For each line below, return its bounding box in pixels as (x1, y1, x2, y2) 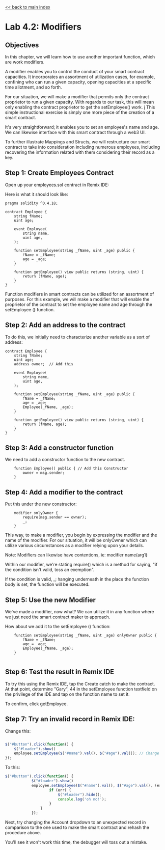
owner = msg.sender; (23, 470, 65, 475)
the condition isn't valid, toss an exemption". (5, 567, 95, 573)
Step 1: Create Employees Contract (5, 169, 114, 177)
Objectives (5, 41, 39, 49)
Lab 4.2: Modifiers (5, 22, 82, 32)
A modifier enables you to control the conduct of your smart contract (5, 69, 145, 74)
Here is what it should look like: (5, 191, 68, 197)
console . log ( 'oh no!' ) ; (57, 796, 107, 802)
